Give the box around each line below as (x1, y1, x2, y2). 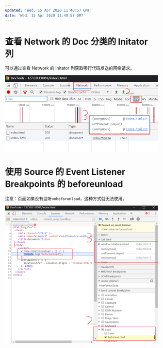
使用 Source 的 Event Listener (5, 166, 126, 178)
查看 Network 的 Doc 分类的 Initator (5, 36, 148, 47)
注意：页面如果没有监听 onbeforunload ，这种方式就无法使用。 (5, 195, 127, 201)
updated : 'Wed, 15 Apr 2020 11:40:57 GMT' (5, 8, 92, 13)
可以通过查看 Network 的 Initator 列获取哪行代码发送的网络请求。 (5, 65, 135, 71)
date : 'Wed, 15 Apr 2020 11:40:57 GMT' (5, 13, 86, 18)
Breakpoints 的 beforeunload (5, 179, 123, 190)
